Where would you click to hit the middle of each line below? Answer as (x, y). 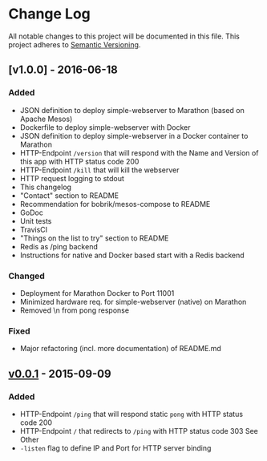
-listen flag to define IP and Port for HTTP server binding (115, 448)
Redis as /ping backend (59, 246)
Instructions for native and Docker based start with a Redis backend (132, 255)
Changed (27, 276)
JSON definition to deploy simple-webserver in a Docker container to (134, 135)
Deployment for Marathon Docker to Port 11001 (97, 293)
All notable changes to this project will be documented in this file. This (124, 36)
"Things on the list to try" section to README (94, 238)
